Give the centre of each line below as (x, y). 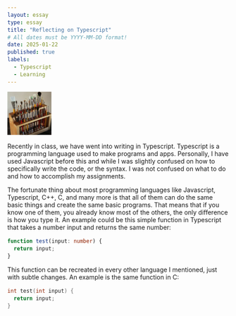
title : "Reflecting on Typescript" (60, 30)
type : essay (25, 22)
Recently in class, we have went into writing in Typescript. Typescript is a (113, 146)
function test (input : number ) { (55, 241)
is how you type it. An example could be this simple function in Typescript (114, 220)
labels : (19, 60)
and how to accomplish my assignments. (67, 176)
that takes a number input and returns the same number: (89, 227)
